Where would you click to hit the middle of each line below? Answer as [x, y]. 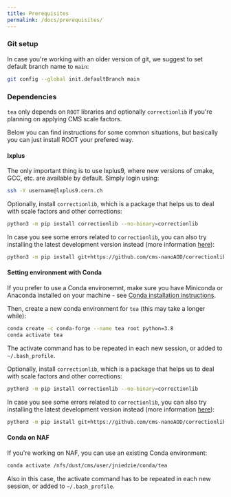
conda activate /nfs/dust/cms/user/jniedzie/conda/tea [87, 465]
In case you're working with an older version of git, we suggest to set [105, 59]
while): [16, 316]
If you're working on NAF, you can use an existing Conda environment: [107, 453]
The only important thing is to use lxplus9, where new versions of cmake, [111, 171]
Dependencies [32, 97]
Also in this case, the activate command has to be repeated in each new [109, 478]
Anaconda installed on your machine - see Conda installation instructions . [112, 295]
